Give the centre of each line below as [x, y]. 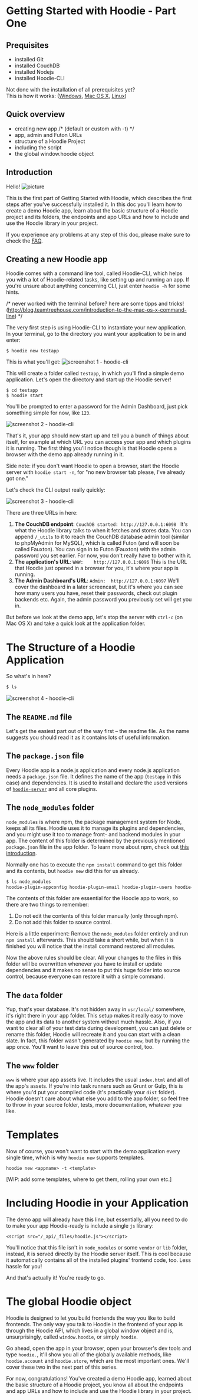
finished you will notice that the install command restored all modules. [91, 946]
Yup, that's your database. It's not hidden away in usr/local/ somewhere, [96, 1009]
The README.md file [39, 717]
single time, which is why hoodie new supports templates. [75, 1157]
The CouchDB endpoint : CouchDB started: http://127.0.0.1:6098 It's [101, 524]
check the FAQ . [24, 241]
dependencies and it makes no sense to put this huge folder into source [93, 970]
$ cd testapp [22, 391]
